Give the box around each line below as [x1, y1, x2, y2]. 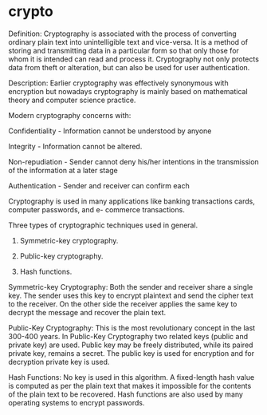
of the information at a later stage [8, 165, 118, 175]
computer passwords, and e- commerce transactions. [8, 204, 185, 214]
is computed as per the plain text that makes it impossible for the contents [8, 381, 252, 390]
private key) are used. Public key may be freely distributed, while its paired [8, 340, 253, 350]
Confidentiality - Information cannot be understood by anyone [8, 126, 212, 136]
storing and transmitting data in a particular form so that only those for [8, 45, 239, 55]
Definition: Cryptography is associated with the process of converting [8, 29, 237, 38]
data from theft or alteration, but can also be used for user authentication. [8, 62, 250, 72]
